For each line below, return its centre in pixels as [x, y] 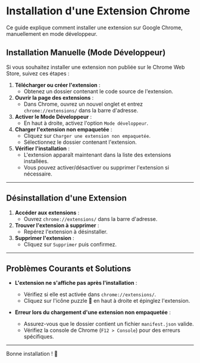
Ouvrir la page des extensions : [54, 97]
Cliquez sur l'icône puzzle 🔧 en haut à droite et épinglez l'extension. [107, 301]
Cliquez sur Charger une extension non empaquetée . [87, 136]
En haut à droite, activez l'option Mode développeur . [86, 123]
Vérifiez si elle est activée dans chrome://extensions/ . [90, 294]
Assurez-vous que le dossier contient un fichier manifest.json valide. [109, 324]
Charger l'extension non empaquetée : [63, 129]
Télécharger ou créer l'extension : [57, 85]
